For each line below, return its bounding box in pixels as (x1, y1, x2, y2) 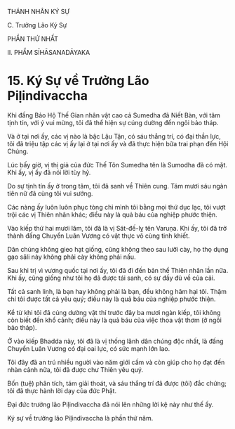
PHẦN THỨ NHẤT (7, 34, 58, 43)
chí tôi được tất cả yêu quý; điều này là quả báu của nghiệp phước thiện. (7, 295, 216, 303)
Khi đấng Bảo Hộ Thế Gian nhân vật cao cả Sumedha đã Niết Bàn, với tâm (7, 110, 221, 120)
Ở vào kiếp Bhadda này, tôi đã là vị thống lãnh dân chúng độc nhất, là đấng (7, 337, 224, 345)
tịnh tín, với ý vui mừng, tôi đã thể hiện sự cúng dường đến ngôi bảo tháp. (7, 118, 219, 127)
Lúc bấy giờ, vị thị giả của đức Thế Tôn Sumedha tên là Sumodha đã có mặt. (7, 160, 228, 169)
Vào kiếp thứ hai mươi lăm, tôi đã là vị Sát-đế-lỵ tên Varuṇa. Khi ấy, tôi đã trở (7, 224, 227, 232)
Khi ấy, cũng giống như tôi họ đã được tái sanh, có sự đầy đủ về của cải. (7, 274, 215, 282)
